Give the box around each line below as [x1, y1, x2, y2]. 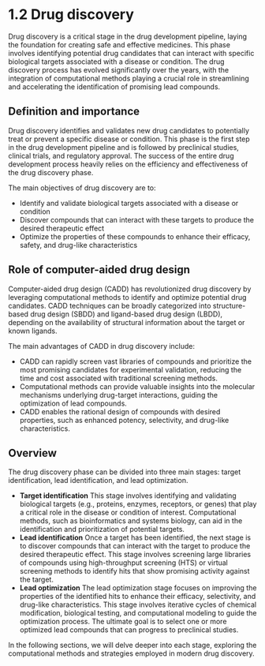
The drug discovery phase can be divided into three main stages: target [8, 467, 241, 477]
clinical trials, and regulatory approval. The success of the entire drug [8, 151, 234, 160]
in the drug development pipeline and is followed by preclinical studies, [8, 142, 239, 152]
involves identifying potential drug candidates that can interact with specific [8, 48, 255, 58]
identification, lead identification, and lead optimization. [8, 476, 188, 485]
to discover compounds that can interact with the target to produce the [19, 541, 251, 551]
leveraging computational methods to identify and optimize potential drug [8, 292, 247, 301]
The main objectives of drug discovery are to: [8, 183, 156, 193]
